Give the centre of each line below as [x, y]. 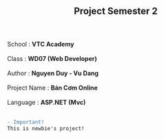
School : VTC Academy [41, 45]
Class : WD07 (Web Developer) [52, 59]
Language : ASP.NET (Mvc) [47, 103]
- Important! [26, 123]
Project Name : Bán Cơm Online [52, 88]
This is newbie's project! [46, 129]
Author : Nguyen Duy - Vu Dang [53, 73]
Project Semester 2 [116, 11]
